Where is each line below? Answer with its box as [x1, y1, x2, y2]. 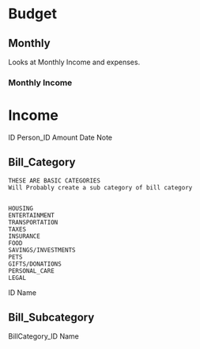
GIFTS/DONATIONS [8, 259, 62, 268]
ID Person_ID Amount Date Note [8, 132, 113, 142]
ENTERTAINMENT [8, 211, 55, 219]
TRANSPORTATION [8, 218, 58, 226]
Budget [8, 5, 58, 23]
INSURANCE [8, 232, 41, 240]
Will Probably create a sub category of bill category [8, 183, 193, 191]
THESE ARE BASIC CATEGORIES [8, 176, 101, 185]
